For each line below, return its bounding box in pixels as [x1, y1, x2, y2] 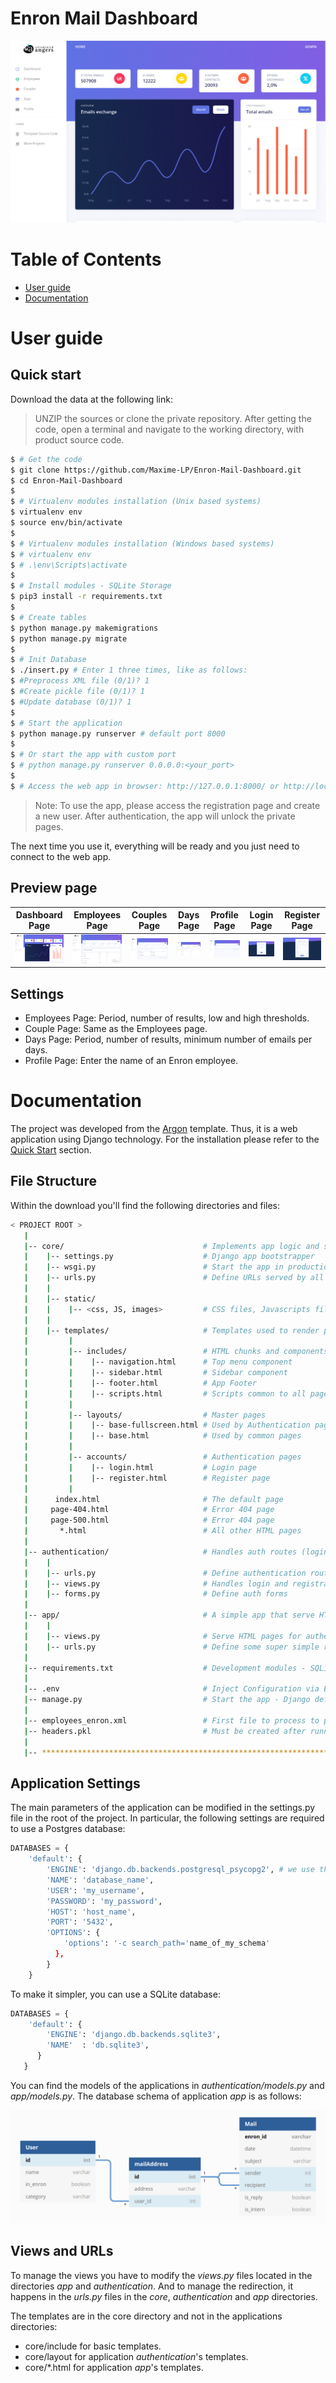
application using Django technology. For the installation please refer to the [10, 1133, 320, 1146]
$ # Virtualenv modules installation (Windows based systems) [10, 538, 275, 549]
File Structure [10, 1173, 97, 1190]
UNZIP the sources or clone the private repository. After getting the [34, 412, 312, 424]
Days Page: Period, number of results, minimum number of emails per [24, 1033, 313, 1046]
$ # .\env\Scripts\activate [10, 560, 128, 570]
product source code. [34, 433, 125, 446]
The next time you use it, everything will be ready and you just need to [10, 840, 300, 852]
